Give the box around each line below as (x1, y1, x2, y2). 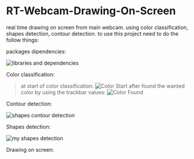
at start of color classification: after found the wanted (20, 82, 185, 90)
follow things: (6, 36, 40, 43)
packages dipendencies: (6, 47, 66, 55)
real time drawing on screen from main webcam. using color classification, (6, 24, 189, 31)
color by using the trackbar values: (20, 88, 106, 96)
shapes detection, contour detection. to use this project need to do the (6, 30, 179, 37)
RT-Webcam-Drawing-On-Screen (6, 4, 176, 18)
